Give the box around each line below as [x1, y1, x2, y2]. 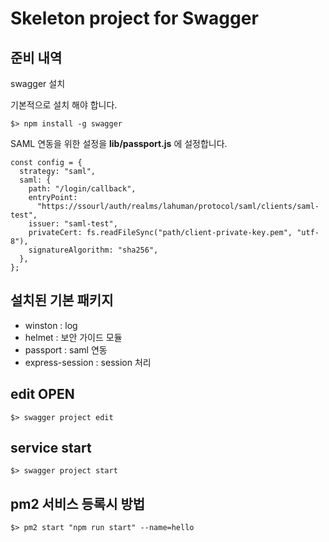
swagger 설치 [10, 78, 66, 89]
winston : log [24, 319, 78, 331]
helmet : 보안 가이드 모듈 [24, 331, 123, 343]
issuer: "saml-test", [28, 219, 118, 229]
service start [10, 440, 92, 457]
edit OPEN [10, 386, 75, 403]
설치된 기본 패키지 [10, 292, 114, 309]
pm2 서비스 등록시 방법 [10, 495, 146, 512]
